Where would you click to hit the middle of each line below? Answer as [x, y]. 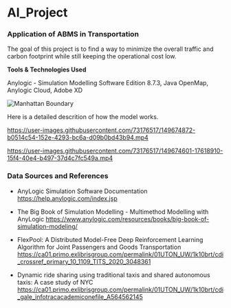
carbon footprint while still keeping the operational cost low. [92, 56]
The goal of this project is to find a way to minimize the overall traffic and [111, 49]
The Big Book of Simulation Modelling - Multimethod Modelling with [113, 212]
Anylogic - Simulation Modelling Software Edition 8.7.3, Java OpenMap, [108, 83]
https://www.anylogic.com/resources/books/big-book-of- [128, 219]
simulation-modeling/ [47, 226]
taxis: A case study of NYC [55, 282]
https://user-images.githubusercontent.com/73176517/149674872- [101, 130]
